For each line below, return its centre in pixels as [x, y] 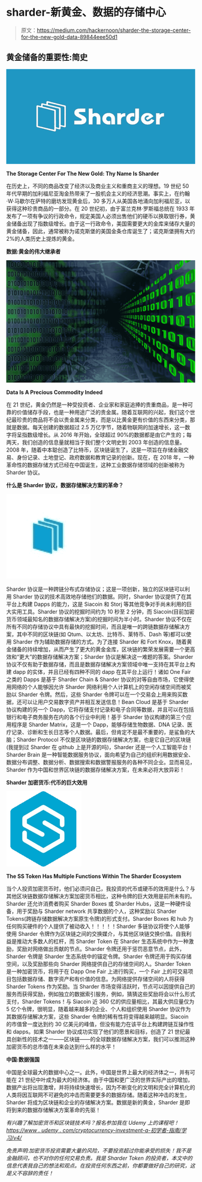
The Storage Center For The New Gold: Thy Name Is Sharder [83, 173]
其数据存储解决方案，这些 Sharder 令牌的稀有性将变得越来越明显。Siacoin [97, 1016]
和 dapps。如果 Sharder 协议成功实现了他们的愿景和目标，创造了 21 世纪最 [98, 1031]
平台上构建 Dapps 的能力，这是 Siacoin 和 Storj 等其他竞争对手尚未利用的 [97, 604]
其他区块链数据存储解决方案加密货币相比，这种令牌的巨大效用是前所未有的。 [101, 896]
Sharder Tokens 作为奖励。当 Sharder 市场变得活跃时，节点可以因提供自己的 [101, 986]
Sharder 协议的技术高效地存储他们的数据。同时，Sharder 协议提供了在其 [102, 596]
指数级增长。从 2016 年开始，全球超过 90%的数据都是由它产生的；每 [107, 435]
